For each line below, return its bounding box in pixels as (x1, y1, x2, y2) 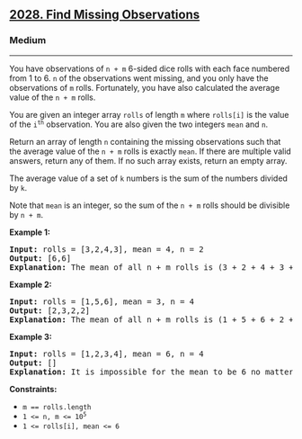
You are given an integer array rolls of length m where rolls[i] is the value (9, 109, 289, 120)
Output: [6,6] (9, 253, 72, 264)
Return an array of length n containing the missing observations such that (9, 136, 281, 147)
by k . (9, 182, 28, 193)
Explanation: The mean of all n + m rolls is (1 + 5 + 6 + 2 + (9, 314, 294, 325)
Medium (9, 34, 47, 47)
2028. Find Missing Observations (9, 7, 200, 22)
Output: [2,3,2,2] (9, 305, 91, 316)
